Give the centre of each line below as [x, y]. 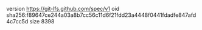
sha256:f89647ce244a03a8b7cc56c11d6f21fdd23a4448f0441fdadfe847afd [101, 15]
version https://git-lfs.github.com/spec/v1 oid [63, 9]
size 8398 [42, 21]
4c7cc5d [17, 21]
